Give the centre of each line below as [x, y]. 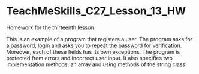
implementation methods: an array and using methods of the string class [96, 64]
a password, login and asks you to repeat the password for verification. [94, 45]
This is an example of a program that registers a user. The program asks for [99, 39]
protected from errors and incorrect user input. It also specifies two [89, 58]
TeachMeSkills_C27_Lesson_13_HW [96, 11]
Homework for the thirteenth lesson [50, 27]
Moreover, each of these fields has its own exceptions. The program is [93, 51]
